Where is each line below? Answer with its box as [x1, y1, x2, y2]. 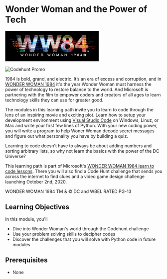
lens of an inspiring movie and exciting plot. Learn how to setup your [5, 112, 146, 118]
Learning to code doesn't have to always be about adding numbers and [5, 143, 152, 149]
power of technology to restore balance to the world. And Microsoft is [5, 86, 149, 93]
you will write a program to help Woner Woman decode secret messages [5, 128, 155, 134]
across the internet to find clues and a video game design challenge [5, 173, 145, 180]
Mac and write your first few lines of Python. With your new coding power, [5, 122, 158, 128]
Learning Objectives [5, 203, 70, 211]
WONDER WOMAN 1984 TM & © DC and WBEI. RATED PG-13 [5, 188, 132, 194]
